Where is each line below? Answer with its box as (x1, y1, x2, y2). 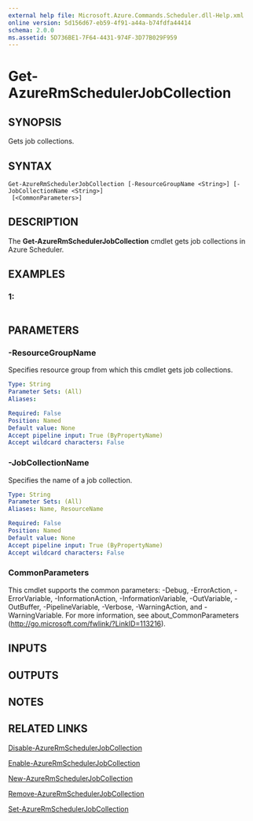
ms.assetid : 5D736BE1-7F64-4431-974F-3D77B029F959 (8, 33, 178, 42)
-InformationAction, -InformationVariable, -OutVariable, (54, 593, 233, 603)
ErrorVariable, (8, 593, 53, 603)
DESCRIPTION (8, 215, 79, 229)
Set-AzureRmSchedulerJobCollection (8, 804, 130, 813)
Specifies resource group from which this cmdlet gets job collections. (8, 365, 233, 375)
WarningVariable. (8, 610, 64, 620)
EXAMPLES (8, 267, 65, 281)
